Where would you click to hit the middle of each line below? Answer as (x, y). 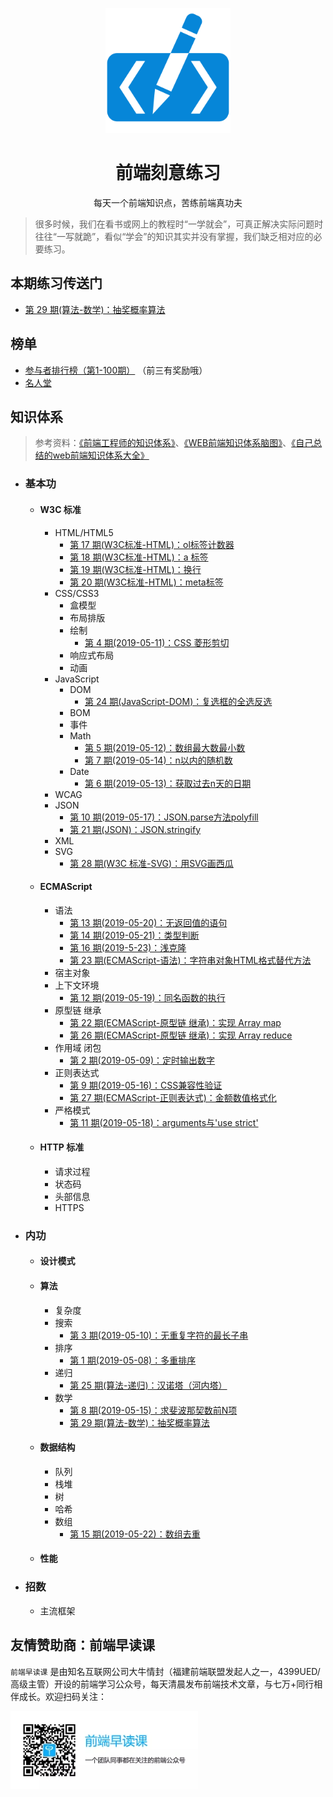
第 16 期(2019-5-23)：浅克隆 (128, 947)
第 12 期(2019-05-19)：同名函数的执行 (147, 997)
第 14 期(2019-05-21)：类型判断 (134, 935)
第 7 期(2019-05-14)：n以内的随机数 (158, 760)
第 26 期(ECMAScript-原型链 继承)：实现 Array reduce (181, 1035)
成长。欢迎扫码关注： (62, 1696)
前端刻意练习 (167, 173)
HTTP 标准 (62, 1147)
